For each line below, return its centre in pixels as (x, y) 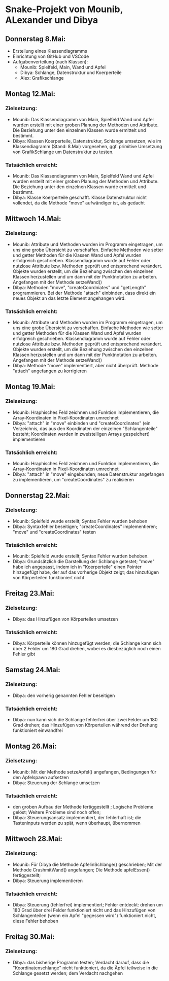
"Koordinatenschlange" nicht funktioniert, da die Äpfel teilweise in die (85, 968)
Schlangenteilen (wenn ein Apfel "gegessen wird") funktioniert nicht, (84, 915)
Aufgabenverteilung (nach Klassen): (50, 62)
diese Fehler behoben (35, 921)
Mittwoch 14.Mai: (33, 219)
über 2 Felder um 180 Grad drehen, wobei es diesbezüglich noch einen (87, 648)
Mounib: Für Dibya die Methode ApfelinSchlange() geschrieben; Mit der (87, 864)
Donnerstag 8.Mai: (36, 39)
